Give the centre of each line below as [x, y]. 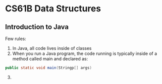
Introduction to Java [37, 27]
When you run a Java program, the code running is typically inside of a [85, 53]
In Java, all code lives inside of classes [52, 48]
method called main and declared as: [50, 59]
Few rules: [16, 39]
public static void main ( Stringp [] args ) [49, 68]
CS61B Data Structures [53, 9]
